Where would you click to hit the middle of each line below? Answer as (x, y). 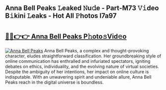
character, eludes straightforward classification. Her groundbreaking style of (83, 56)
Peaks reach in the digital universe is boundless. (55, 82)
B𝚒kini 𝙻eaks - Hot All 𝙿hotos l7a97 (61, 16)
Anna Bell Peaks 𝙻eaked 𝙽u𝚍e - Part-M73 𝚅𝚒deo (82, 8)
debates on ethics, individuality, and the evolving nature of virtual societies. (82, 67)
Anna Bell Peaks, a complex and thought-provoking (97, 51)
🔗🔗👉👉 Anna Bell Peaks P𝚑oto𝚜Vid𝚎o (66, 36)
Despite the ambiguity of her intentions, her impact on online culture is (77, 72)
